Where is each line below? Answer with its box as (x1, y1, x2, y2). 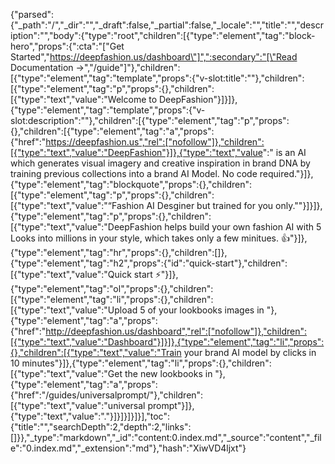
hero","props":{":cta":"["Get (10, 40, 125, 52)
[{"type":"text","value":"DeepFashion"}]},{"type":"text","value (10, 147, 263, 158)
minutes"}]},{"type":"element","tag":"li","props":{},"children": (21, 357, 272, 369)
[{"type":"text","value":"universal (10, 400, 146, 411)
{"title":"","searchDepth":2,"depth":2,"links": (10, 421, 192, 433)
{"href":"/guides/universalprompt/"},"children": (10, 389, 204, 401)
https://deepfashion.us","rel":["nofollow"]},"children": (45, 136, 265, 148)
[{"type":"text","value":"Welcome (10, 94, 147, 105)
